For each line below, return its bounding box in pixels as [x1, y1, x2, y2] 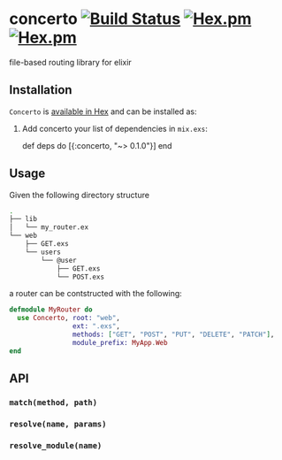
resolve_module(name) [9, 441, 103, 450]
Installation [9, 82, 72, 97]
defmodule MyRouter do [9, 305, 93, 314]
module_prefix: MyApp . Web [72, 338, 168, 347]
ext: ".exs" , [72, 322, 121, 331]
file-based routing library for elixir [9, 57, 133, 67]
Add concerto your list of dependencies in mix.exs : [21, 123, 208, 134]
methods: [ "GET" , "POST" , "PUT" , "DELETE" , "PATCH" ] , [72, 330, 275, 340]
